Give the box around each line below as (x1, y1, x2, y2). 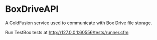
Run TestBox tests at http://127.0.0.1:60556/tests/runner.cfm (5, 29, 129, 35)
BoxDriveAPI (5, 3, 59, 15)
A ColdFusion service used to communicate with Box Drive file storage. (5, 20, 152, 26)
